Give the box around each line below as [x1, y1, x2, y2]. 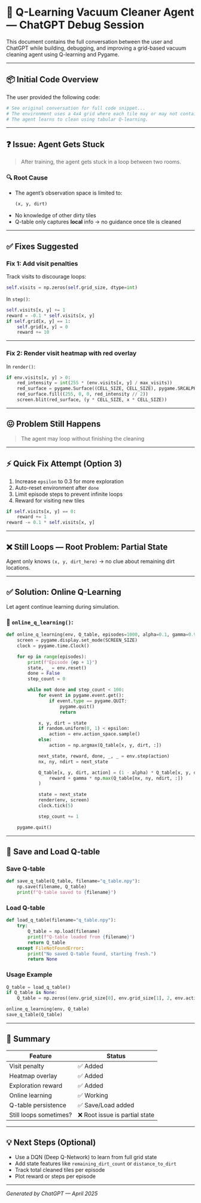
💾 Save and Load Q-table [6, 846, 100, 857]
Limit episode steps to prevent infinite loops [14, 490, 123, 498]
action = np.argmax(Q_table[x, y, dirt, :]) [48, 743, 162, 749]
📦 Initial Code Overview [6, 74, 99, 85]
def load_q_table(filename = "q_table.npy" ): [6, 917, 117, 923]
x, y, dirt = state [38, 720, 87, 726]
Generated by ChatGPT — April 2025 [6, 1190, 98, 1197]
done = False [28, 671, 60, 677]
